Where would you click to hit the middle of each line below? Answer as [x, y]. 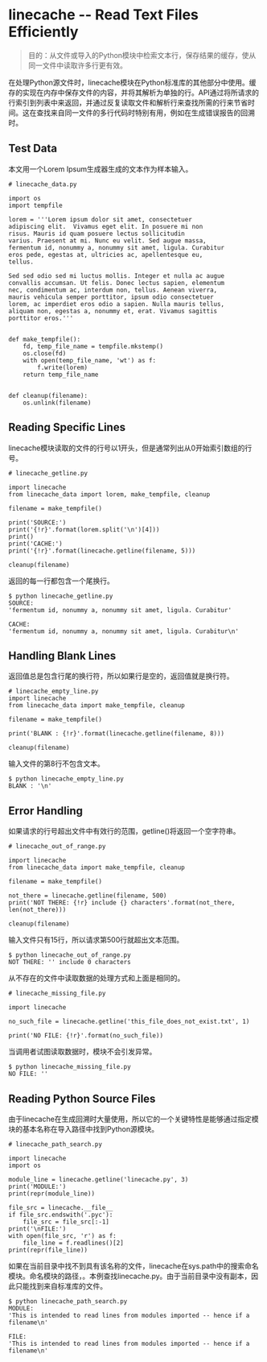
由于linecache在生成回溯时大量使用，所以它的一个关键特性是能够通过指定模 [133, 1119]
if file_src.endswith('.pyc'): [61, 1215]
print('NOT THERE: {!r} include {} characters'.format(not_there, [122, 903]
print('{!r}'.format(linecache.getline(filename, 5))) [102, 551]
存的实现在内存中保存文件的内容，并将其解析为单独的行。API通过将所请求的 [134, 92]
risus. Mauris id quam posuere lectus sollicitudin [97, 234]
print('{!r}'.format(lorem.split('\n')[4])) [84, 529]
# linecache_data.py [43, 184]
